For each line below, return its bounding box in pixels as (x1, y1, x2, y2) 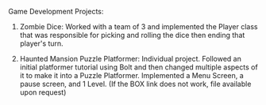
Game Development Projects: (8, 7, 104, 16)
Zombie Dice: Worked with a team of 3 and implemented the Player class (19, 22, 258, 31)
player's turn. (19, 39, 64, 48)
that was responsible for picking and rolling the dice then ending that (19, 31, 245, 39)
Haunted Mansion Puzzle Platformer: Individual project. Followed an (19, 54, 242, 63)
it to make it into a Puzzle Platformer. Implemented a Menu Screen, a (19, 71, 244, 80)
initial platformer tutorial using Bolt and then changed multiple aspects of (19, 62, 258, 72)
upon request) (19, 88, 67, 97)
